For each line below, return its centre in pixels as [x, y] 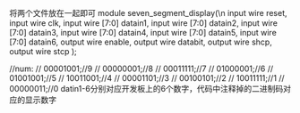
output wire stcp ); [43, 51]
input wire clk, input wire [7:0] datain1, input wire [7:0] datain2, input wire [143, 23]
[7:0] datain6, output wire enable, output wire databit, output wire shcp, [141, 42]
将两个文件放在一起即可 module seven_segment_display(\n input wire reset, [149, 13]
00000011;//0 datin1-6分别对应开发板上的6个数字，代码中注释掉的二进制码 [146, 89]
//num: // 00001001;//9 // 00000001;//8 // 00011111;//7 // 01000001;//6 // [141, 69]
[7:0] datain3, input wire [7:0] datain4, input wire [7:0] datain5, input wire [143, 32]
